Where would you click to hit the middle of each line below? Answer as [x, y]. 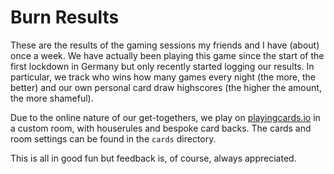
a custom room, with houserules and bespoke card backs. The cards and [161, 128]
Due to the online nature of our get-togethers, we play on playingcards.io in [165, 117]
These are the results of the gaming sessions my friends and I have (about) [165, 45]
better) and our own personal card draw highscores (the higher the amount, [166, 87]
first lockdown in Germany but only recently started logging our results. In [162, 66]
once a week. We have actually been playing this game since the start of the [167, 55]
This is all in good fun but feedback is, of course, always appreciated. [153, 158]
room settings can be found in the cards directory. [113, 138]
